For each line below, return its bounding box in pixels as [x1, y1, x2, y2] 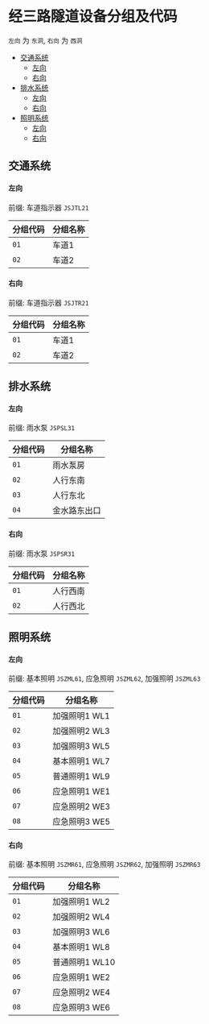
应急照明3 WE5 [52, 816, 111, 827]
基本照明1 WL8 [52, 942, 110, 953]
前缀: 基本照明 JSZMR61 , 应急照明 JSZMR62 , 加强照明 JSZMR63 [8, 860, 201, 869]
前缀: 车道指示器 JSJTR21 [8, 297, 90, 307]
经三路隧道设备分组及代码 [8, 7, 178, 26]
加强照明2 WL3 [52, 726, 110, 737]
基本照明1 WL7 [52, 756, 110, 767]
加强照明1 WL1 [52, 711, 110, 722]
